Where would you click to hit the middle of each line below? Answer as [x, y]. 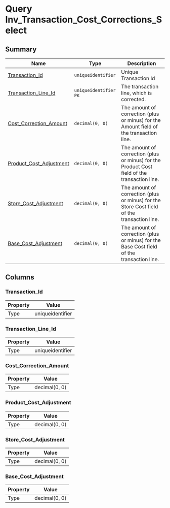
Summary [21, 49]
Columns [20, 277]
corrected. [134, 99]
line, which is [137, 93]
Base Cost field [139, 247]
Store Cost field [140, 207]
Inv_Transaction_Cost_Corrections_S [84, 20]
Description [142, 63]
